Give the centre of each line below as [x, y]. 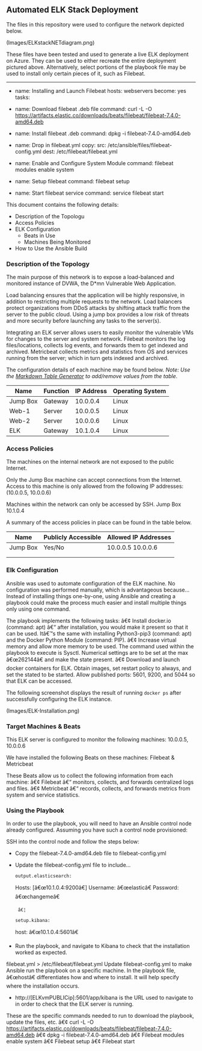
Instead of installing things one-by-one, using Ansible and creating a [91, 596]
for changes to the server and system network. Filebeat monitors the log [96, 339]
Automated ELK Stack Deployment [72, 10]
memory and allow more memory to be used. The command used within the [100, 646]
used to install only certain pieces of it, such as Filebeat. [76, 73]
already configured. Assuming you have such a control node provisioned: [97, 830]
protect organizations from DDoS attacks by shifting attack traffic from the [98, 308]
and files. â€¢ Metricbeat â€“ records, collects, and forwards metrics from [98, 788]
